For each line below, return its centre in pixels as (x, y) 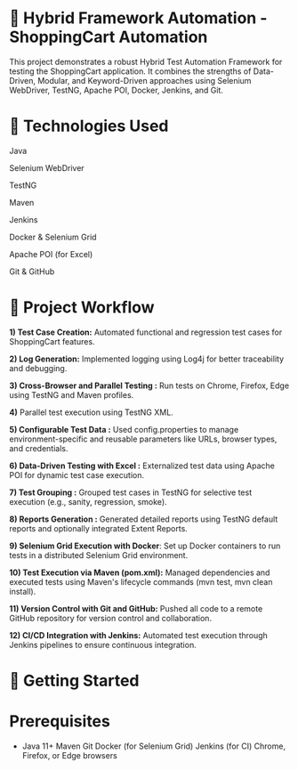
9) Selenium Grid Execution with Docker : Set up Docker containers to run (145, 546)
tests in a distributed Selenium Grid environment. (99, 555)
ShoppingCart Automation (109, 37)
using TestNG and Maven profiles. (72, 394)
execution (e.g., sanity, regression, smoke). (88, 501)
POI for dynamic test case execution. (77, 474)
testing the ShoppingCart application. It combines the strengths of (130, 71)
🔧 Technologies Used (89, 126)
